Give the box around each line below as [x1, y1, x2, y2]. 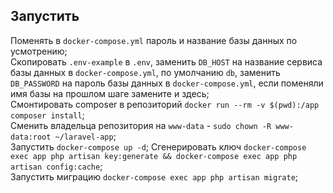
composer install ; [10, 109, 85, 121]
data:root [10, 132, 52, 142]
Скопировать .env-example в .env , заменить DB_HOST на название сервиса [10, 55, 323, 68]
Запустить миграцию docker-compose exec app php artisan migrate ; [10, 170, 299, 183]
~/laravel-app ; [54, 130, 117, 142]
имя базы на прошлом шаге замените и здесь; [10, 87, 210, 99]
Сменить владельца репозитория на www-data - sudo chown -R [10, 119, 272, 131]
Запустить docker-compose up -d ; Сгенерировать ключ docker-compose [10, 140, 307, 153]
